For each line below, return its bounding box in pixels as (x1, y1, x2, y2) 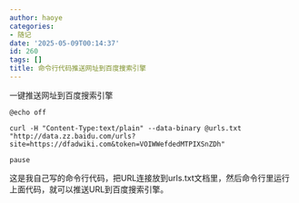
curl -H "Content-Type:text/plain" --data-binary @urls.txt (9, 123, 243, 132)
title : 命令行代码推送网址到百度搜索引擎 (9, 64, 147, 73)
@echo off (9, 108, 47, 117)
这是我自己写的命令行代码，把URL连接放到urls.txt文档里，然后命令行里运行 (9, 172, 290, 183)
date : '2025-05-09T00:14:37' (9, 38, 120, 48)
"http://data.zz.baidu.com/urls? (9, 131, 136, 140)
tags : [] (9, 55, 43, 64)
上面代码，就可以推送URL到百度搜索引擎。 (9, 183, 169, 195)
